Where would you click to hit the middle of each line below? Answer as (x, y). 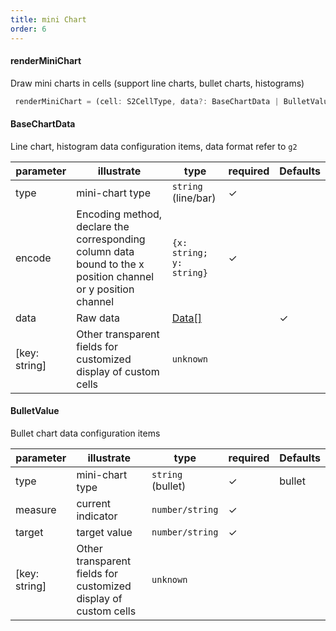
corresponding (111, 239)
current (94, 503)
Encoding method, (119, 214)
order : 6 (28, 29)
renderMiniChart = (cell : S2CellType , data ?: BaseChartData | (147, 101)
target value (104, 532)
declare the (103, 226)
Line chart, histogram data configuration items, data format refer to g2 (154, 146)
